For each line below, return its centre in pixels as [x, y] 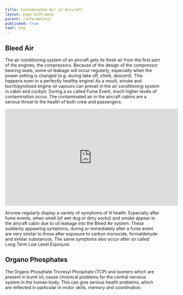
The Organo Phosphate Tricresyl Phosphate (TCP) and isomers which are [80, 271]
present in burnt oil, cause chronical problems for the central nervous [76, 277]
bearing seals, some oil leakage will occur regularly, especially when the [78, 70]
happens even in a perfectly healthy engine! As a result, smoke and [73, 81]
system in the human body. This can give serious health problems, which [79, 282]
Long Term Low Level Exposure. [38, 244]
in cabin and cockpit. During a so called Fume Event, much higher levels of [81, 91]
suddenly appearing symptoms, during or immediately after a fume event [79, 228]
